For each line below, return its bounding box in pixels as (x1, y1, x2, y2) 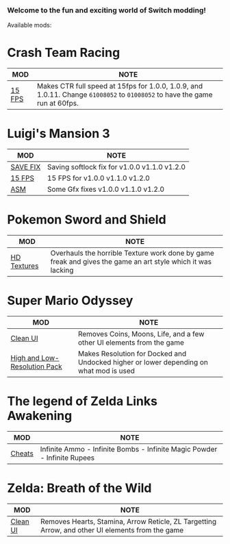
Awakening (7, 408, 73, 423)
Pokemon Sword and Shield (7, 212, 166, 227)
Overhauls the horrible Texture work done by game (50, 249, 214, 258)
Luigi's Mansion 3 (7, 126, 111, 142)
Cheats (10, 448, 34, 458)
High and (10, 354, 40, 363)
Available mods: (7, 21, 52, 29)
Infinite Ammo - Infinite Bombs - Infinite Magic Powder (40, 444, 218, 454)
